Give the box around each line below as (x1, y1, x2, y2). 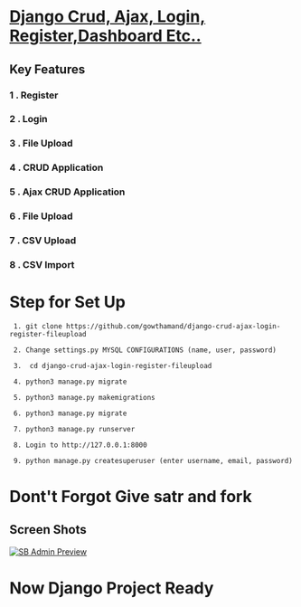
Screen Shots (9, 522, 88, 537)
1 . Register (9, 89, 59, 101)
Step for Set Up (9, 292, 127, 313)
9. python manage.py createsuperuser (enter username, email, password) (13, 456, 294, 465)
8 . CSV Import (9, 258, 75, 270)
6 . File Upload (9, 210, 74, 223)
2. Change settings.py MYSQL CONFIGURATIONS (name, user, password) (13, 346, 277, 355)
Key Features (9, 62, 86, 77)
